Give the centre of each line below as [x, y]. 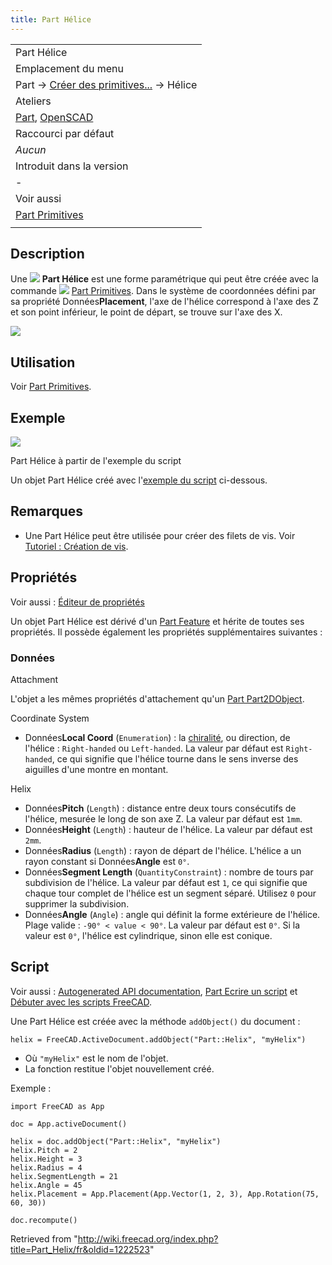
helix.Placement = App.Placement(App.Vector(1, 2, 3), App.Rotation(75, [165, 1194]
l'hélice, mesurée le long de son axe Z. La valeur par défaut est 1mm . [163, 818]
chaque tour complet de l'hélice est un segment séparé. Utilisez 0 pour [170, 893]
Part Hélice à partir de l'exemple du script [96, 461]
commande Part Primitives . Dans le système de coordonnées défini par [163, 291]
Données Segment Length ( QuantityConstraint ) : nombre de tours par [169, 872]
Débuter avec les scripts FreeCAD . [81, 1002]
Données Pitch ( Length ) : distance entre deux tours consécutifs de [160, 808]
